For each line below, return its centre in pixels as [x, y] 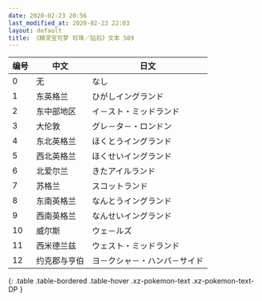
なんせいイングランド [132, 216]
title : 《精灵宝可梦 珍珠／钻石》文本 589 [71, 38]
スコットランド [120, 186]
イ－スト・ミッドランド [136, 111]
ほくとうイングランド [132, 142]
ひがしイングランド [128, 96]
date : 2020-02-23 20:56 [48, 16]
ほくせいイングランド [132, 156]
